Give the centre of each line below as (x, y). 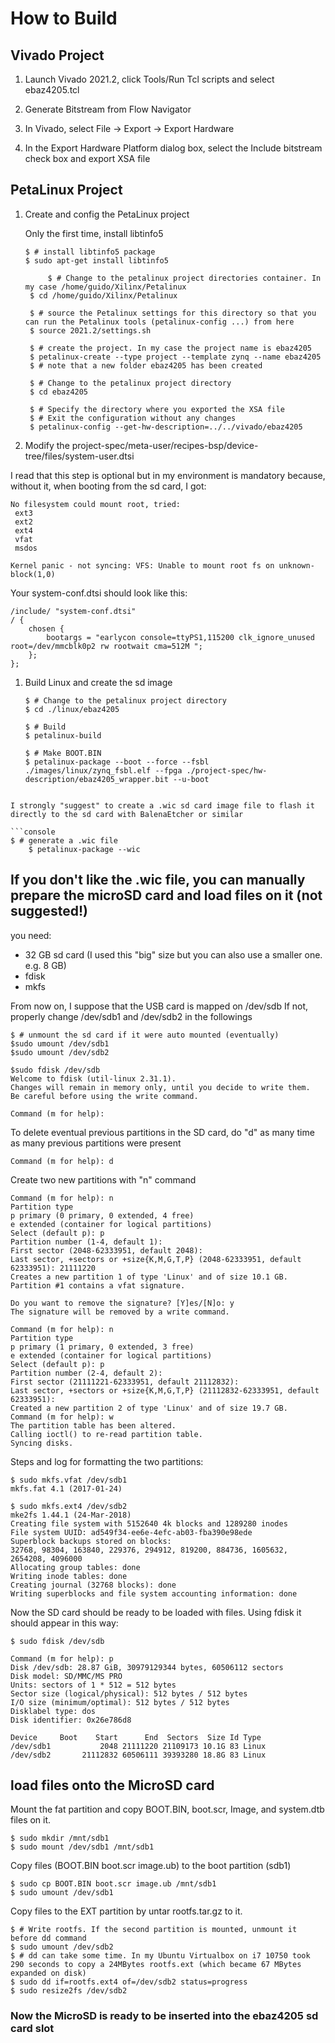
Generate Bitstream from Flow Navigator (108, 109)
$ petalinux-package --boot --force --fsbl (117, 762)
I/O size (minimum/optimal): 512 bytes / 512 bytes (120, 1702)
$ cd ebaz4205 (59, 392)
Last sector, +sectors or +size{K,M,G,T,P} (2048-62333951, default (156, 1259)
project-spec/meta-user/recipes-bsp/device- (165, 445)
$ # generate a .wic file (64, 840)
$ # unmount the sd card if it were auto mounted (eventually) (145, 1035)
